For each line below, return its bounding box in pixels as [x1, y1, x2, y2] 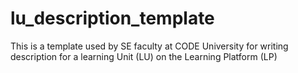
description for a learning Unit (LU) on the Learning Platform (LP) [10, 50, 278, 62]
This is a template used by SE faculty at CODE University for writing [10, 40, 289, 52]
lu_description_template [10, 7, 215, 30]
